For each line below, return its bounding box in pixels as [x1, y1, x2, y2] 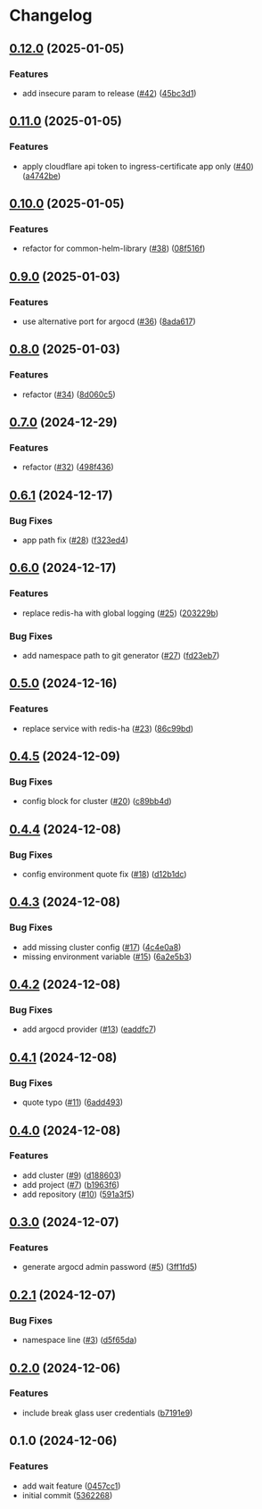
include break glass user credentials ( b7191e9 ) [21, 1407, 193, 1418]
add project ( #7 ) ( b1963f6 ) [21, 1179, 120, 1190]
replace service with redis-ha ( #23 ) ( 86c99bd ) [21, 723, 194, 734]
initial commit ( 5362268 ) [21, 1489, 113, 1500]
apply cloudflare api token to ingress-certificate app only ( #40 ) [21, 161, 254, 171]
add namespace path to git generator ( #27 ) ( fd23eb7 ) [21, 650, 220, 660]
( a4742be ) [21, 170, 61, 181]
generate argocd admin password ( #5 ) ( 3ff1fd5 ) [21, 1262, 198, 1273]
